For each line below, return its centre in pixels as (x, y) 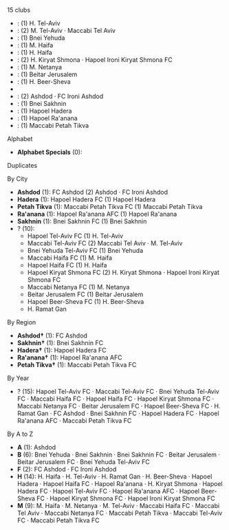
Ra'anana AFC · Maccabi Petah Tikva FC (74, 421)
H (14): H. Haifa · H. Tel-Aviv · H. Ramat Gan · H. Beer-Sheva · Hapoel (115, 476)
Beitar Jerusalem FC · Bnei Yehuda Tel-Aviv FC (83, 462)
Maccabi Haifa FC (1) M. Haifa (69, 258)
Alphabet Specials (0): (50, 152)
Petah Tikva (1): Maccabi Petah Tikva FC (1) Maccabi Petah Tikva (110, 207)
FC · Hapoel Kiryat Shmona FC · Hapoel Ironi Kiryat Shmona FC (126, 498)
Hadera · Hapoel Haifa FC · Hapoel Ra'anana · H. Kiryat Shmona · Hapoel (120, 484)
